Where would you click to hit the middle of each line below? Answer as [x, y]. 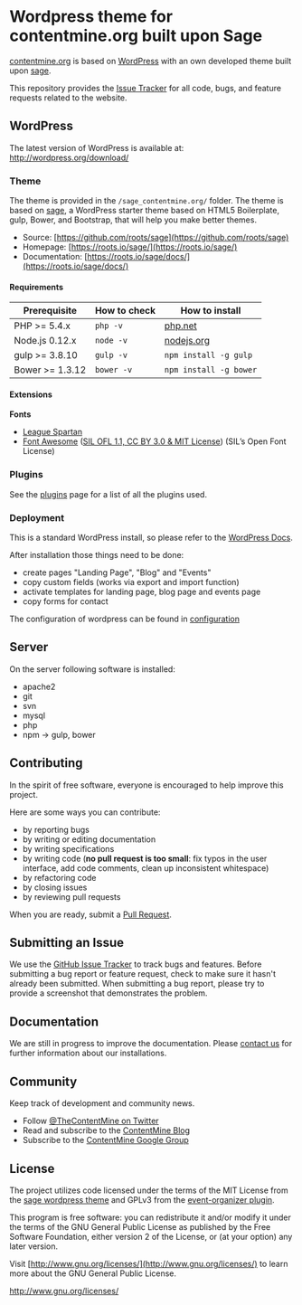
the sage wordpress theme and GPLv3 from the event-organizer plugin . [142, 1199]
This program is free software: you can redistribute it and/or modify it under [150, 1217]
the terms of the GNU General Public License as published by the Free [140, 1226]
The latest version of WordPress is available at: [97, 147]
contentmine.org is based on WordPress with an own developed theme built [151, 61]
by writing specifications [68, 848]
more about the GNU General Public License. [93, 1273]
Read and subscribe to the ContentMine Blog [106, 1130]
